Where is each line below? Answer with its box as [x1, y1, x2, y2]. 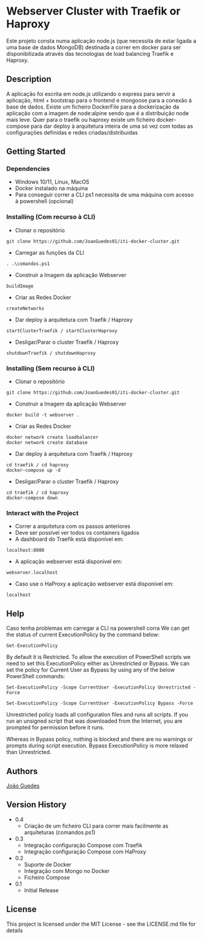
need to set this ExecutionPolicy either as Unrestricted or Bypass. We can [6, 660, 190, 667]
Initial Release [24, 886, 59, 894]
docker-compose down [6, 495, 59, 501]
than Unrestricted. [6, 749, 51, 756]
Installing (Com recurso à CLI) [6, 213, 96, 221]
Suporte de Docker [24, 861, 71, 868]
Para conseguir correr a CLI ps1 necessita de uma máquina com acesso [15, 191, 194, 198]
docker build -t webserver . [6, 412, 80, 418]
